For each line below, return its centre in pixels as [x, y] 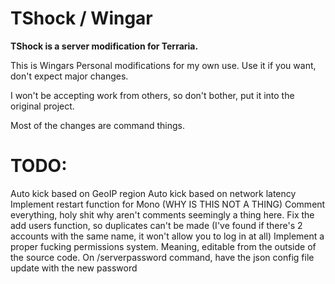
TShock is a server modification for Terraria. [104, 46]
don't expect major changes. [69, 76]
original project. [42, 106]
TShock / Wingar [81, 18]
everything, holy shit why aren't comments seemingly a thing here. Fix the [162, 214]
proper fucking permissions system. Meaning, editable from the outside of [163, 246]
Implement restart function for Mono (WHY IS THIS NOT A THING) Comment [168, 204]
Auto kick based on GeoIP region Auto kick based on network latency [153, 193]
